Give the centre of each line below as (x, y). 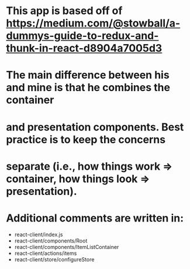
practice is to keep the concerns (86, 139)
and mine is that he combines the (88, 88)
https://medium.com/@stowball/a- (93, 23)
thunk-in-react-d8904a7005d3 (84, 48)
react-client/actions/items (46, 253)
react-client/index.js (39, 234)
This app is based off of (64, 11)
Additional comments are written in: (95, 218)
